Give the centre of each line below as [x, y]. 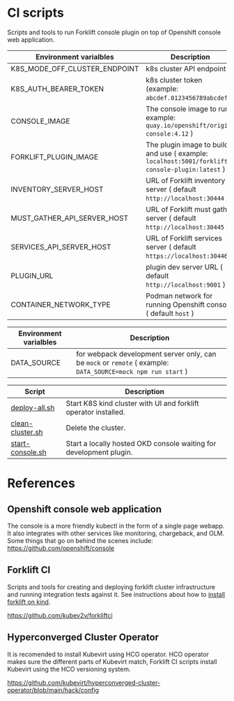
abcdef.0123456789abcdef [187, 98]
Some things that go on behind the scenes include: [80, 540]
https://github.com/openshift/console [61, 548]
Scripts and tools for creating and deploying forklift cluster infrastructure [111, 587]
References [41, 483]
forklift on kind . [29, 602]
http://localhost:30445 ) [187, 226]
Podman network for [179, 296]
